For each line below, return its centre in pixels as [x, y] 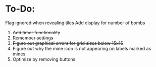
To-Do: [20, 9]
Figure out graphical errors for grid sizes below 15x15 [68, 43]
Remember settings [33, 38]
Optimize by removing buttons [44, 59]
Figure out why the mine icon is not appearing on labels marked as [82, 48]
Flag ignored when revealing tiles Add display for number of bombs [75, 23]
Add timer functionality [36, 32]
